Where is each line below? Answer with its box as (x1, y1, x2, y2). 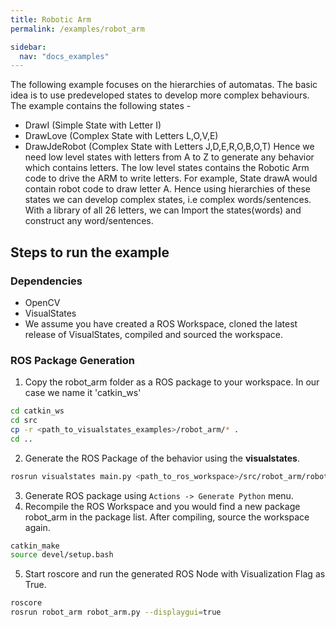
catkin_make (10, 541, 60, 551)
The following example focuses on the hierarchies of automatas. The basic (10, 79, 318, 91)
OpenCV (24, 296, 61, 308)
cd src (10, 416, 38, 426)
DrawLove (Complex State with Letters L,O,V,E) (24, 130, 219, 142)
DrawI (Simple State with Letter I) (24, 119, 162, 131)
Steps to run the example (10, 244, 170, 261)
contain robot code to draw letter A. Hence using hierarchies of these (24, 183, 312, 195)
